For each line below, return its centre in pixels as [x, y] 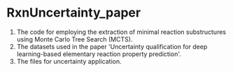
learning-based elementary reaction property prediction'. [99, 54]
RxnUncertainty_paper [74, 13]
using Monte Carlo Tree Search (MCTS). [75, 39]
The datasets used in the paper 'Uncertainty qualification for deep [112, 46]
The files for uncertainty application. [69, 61]
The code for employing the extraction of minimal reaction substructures [121, 32]
